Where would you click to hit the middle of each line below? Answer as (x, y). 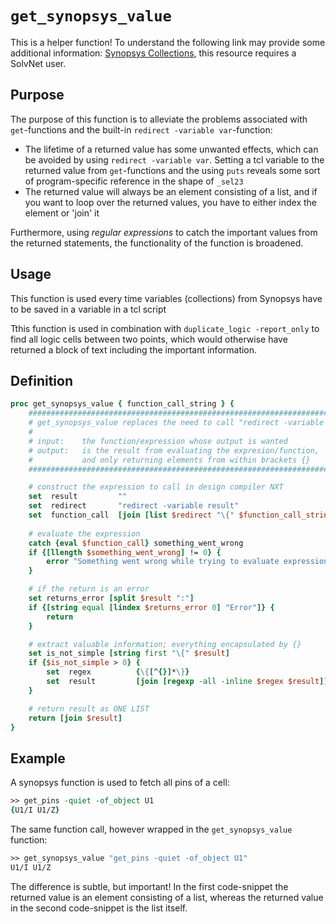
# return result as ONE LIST (89, 708)
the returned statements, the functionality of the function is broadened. (157, 243)
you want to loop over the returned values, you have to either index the (171, 202)
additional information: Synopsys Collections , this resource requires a (153, 53)
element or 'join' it (62, 213)
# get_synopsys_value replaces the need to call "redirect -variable (176, 423)
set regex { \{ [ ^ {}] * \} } (118, 672)
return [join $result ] (75, 718)
